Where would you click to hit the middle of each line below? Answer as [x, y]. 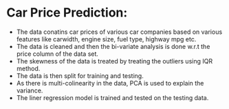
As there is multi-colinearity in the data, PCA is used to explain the [110, 83]
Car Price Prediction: [67, 13]
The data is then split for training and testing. [80, 76]
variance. [30, 90]
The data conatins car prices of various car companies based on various [119, 32]
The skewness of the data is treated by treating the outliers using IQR [115, 61]
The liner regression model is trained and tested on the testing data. [112, 97]
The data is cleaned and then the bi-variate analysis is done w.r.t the [113, 46]
